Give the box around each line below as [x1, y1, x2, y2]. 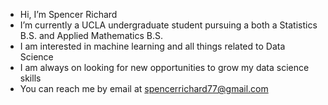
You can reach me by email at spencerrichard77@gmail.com [19, 83, 269, 94]
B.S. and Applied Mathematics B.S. [19, 30, 164, 41]
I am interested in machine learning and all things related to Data [19, 40, 286, 52]
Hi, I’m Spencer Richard [19, 9, 118, 20]
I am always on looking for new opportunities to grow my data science [19, 62, 310, 73]
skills [19, 72, 42, 84]
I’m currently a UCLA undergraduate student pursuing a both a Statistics [19, 19, 318, 31]
